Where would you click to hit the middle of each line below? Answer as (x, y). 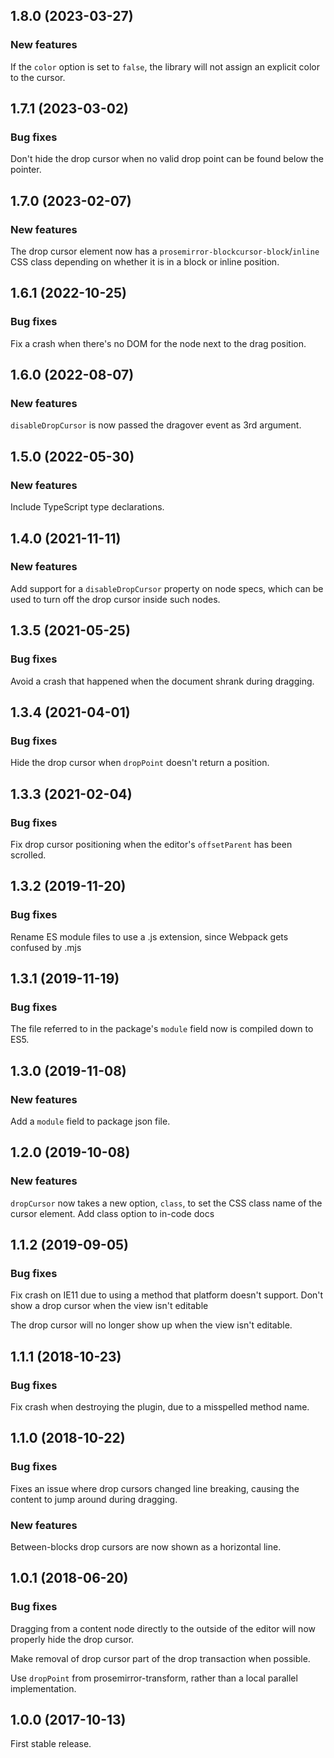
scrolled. (28, 855)
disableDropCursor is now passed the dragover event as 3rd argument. (156, 425)
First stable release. (51, 1744)
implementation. (43, 1688)
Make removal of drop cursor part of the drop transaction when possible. (160, 1658)
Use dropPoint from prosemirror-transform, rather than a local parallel (154, 1678)
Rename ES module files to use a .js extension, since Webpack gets (149, 936)
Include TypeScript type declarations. (87, 507)
